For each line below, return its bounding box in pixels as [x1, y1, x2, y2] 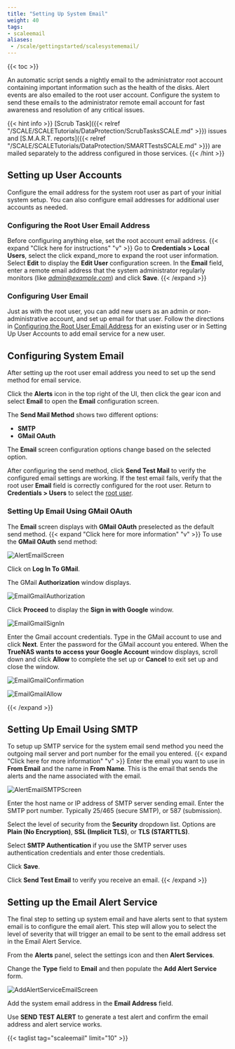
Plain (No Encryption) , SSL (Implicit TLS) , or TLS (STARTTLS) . [7, 828, 190, 836]
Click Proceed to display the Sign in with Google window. [7, 605, 174, 614]
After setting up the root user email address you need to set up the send [7, 369, 216, 377]
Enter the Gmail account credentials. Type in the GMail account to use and [7, 633, 222, 641]
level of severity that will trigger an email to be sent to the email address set [7, 930, 226, 938]
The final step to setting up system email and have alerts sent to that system [7, 915, 228, 923]
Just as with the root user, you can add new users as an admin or [7, 307, 196, 316]
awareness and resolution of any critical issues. [7, 106, 145, 114]
